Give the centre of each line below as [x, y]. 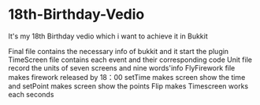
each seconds [31, 94]
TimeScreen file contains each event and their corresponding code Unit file [130, 60]
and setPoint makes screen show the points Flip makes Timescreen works [128, 86]
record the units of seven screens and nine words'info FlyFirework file [122, 67]
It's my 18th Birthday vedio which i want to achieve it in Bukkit [108, 36]
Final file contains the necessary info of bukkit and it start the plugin [119, 51]
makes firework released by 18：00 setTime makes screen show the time [127, 77]
